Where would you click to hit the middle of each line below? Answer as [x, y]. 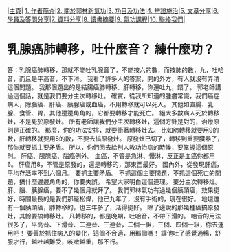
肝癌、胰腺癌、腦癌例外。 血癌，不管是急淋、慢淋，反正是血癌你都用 [118, 156]
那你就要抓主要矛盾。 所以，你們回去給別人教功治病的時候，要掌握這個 [107, 147]
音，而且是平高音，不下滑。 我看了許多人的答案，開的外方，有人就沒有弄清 [113, 78]
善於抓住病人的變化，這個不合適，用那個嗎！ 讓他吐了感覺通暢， [124, 233]
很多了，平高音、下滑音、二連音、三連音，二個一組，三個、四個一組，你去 [112, 224]
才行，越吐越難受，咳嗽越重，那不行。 [67, 241]
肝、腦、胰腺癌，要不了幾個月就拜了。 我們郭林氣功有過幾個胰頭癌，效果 [110, 190]
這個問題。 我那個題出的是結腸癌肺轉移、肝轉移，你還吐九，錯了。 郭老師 [111, 87]
